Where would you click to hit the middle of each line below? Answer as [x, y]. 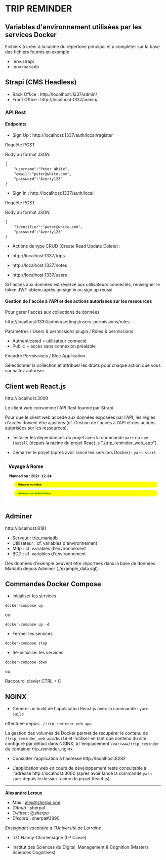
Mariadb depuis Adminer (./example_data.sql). [52, 569]
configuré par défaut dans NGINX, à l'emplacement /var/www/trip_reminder [82, 744]
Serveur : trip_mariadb [35, 538]
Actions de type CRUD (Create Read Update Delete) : [66, 246]
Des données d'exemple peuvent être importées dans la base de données [80, 563]
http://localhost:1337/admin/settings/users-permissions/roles [67, 322]
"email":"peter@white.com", [43, 174]
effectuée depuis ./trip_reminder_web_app [48, 724]
